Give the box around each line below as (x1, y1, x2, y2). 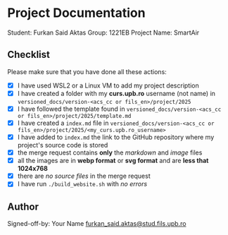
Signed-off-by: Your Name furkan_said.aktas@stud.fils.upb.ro (7, 219, 186, 228)
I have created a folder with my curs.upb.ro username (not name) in (17, 89, 216, 97)
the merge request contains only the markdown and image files (17, 148, 203, 157)
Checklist (7, 49, 51, 61)
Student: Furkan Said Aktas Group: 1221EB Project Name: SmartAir (7, 28, 200, 37)
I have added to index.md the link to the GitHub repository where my (17, 133, 215, 141)
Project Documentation (7, 5, 146, 21)
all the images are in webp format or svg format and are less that (17, 157, 209, 165)
